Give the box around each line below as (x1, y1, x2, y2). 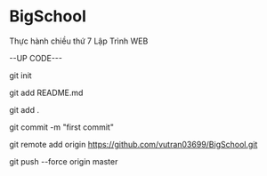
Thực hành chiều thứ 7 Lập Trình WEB (9, 36, 149, 46)
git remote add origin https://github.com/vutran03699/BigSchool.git (9, 139, 258, 149)
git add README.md (9, 87, 84, 98)
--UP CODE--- (9, 52, 62, 63)
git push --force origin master (9, 156, 118, 166)
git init (9, 69, 33, 81)
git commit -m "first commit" (9, 122, 114, 132)
